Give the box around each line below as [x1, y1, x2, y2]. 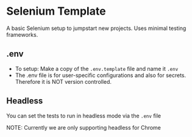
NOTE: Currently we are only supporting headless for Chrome [6, 124, 162, 131]
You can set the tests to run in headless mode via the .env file [6, 112, 162, 119]
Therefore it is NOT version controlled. [15, 78, 112, 85]
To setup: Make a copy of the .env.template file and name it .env [15, 65, 179, 72]
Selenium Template [6, 4, 106, 18]
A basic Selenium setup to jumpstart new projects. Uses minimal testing [6, 24, 187, 32]
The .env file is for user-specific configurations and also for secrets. [15, 72, 187, 79]
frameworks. [6, 31, 38, 38]
